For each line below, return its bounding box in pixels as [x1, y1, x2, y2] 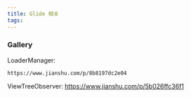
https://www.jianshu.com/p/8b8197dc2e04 [7, 70, 128, 77]
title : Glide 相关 [7, 10, 59, 18]
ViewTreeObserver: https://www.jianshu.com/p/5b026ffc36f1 [7, 82, 185, 90]
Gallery [7, 40, 33, 50]
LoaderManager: [7, 56, 56, 64]
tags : [7, 17, 23, 24]
